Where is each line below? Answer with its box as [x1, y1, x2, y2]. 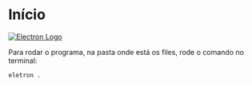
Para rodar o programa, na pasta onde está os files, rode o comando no [8, 47, 244, 57]
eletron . [8, 71, 42, 79]
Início [8, 6, 46, 24]
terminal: [8, 56, 38, 65]
